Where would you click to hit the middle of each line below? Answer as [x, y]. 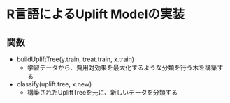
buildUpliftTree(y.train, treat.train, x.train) [75, 59]
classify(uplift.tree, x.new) [54, 84]
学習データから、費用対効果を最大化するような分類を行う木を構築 [122, 68]
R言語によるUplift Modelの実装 [95, 14]
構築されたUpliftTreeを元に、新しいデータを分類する [102, 92]
